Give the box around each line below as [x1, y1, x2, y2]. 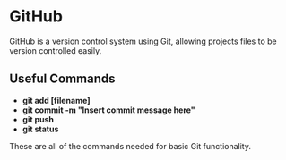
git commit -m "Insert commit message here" [22, 105, 195, 115]
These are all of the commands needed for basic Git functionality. [9, 140, 251, 151]
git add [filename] [22, 95, 91, 105]
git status [22, 123, 59, 134]
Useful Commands [9, 72, 116, 87]
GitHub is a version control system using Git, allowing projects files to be [9, 36, 277, 46]
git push [22, 114, 54, 124]
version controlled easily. [9, 45, 102, 55]
